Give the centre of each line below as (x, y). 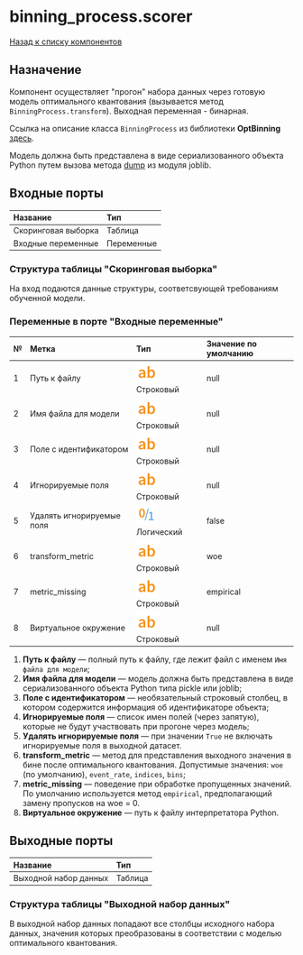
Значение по (231, 344)
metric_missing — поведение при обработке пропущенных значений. (157, 784)
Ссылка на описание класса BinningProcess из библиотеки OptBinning (145, 128)
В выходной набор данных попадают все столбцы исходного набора (142, 924)
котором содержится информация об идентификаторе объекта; (146, 707)
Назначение (46, 70)
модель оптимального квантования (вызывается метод (116, 101)
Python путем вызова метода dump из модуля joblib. (110, 165)
